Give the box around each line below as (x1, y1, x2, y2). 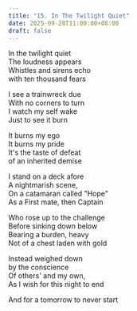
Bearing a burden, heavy (8, 230, 89, 240)
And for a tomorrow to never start (8, 295, 119, 305)
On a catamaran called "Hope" (8, 189, 109, 199)
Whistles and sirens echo (8, 66, 92, 75)
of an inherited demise (8, 156, 82, 166)
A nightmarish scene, (8, 180, 78, 190)
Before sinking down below (8, 221, 98, 231)
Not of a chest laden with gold (8, 238, 108, 248)
